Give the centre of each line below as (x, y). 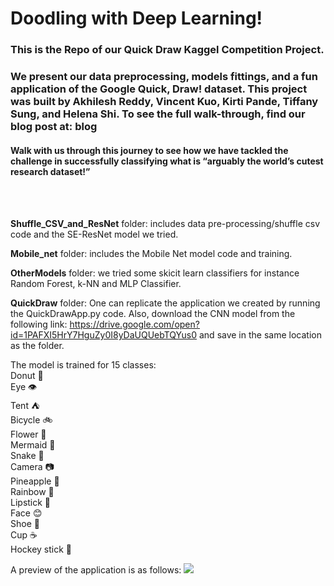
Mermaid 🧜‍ (33, 445)
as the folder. (37, 346)
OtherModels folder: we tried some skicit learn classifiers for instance (155, 273)
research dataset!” (50, 171)
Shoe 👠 (25, 524)
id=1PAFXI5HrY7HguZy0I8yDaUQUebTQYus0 (104, 335)
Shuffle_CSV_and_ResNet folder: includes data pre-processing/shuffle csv (165, 224)
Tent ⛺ (25, 406)
